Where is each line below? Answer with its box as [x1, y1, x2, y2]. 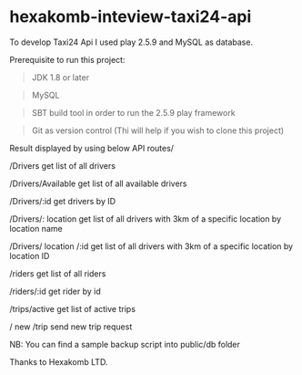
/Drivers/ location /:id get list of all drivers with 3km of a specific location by [9, 240, 294, 252]
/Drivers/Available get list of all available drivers [9, 178, 187, 189]
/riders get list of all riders [9, 267, 106, 279]
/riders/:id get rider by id [9, 286, 102, 297]
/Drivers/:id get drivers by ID [9, 195, 116, 206]
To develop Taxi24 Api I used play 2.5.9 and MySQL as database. [9, 36, 253, 47]
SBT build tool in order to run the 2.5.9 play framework [31, 107, 236, 118]
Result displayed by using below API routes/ [9, 142, 175, 153]
